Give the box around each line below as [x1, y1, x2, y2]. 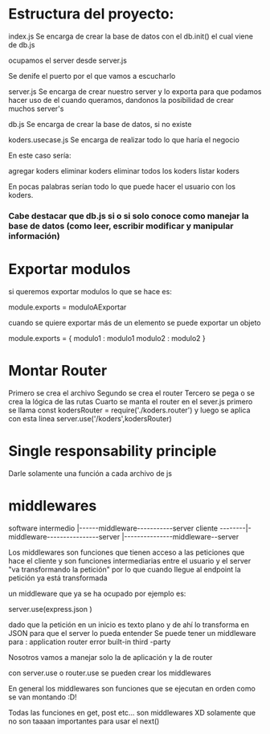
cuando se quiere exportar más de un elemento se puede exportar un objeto [8, 318, 261, 327]
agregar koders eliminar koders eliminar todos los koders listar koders [8, 166, 239, 175]
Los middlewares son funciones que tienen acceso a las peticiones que [8, 547, 245, 557]
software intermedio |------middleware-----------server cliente [8, 523, 219, 533]
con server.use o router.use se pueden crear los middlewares [8, 668, 211, 678]
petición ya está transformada [8, 572, 108, 583]
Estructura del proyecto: [8, 5, 174, 23]
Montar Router [8, 361, 108, 379]
